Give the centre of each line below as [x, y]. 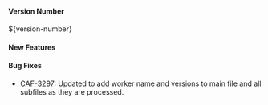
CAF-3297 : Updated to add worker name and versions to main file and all [140, 83]
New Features [32, 47]
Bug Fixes [25, 66]
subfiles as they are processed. [72, 92]
